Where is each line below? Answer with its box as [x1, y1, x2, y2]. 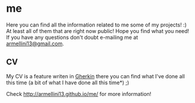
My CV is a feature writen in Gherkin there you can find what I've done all [6, 72, 185, 79]
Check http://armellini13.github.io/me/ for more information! [6, 90, 152, 97]
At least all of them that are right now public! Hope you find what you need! [6, 27, 190, 34]
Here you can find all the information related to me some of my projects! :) [6, 21, 187, 28]
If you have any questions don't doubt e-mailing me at [6, 34, 138, 41]
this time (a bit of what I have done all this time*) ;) [6, 79, 129, 86]
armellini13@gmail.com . [6, 40, 64, 47]
